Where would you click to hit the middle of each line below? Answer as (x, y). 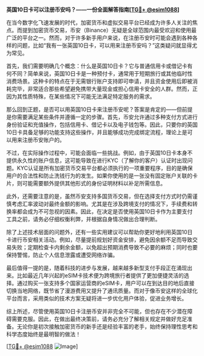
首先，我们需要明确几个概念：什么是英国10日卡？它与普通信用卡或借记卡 (97, 66)
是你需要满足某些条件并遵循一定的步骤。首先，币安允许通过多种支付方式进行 (102, 117)
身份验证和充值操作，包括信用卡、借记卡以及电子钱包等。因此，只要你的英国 (102, 125)
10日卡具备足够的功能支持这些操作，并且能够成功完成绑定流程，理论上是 (97, 132)
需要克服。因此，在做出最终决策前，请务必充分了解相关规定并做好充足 (99, 319)
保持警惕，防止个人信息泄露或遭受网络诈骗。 (62, 255)
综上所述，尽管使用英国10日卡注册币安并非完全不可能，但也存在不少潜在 (97, 311)
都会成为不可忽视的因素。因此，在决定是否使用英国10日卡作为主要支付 (105, 212)
